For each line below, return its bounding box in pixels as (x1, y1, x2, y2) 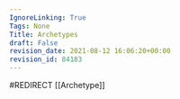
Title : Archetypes (9, 30, 78, 39)
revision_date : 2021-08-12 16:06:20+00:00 (9, 47, 171, 56)
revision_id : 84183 (9, 55, 83, 64)
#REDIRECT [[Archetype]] (9, 80, 105, 90)
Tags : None (9, 22, 50, 31)
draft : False (9, 38, 58, 48)
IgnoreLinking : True (9, 13, 87, 22)
